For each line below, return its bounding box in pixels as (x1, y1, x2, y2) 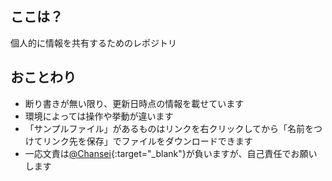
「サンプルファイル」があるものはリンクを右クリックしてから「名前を (24, 122, 314, 134)
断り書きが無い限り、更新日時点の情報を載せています (24, 97, 245, 109)
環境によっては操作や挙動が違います (24, 110, 174, 122)
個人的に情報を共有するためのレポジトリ (10, 37, 177, 49)
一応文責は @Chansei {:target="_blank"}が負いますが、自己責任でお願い (24, 147, 318, 159)
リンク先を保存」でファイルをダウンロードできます (42, 135, 253, 147)
